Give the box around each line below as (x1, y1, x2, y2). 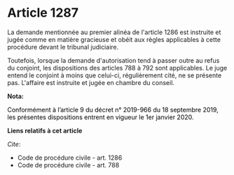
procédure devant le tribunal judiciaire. (7, 43, 119, 51)
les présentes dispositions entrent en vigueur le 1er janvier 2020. (7, 113, 194, 121)
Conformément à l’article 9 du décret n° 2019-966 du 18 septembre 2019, (7, 105, 219, 114)
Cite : (7, 139, 21, 148)
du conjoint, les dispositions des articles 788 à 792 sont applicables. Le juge (7, 63, 228, 72)
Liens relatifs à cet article (7, 126, 83, 135)
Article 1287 (7, 5, 79, 21)
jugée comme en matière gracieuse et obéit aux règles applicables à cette (7, 35, 221, 43)
